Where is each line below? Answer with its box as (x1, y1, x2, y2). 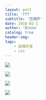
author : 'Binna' (5, 26, 38, 31)
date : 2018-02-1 (5, 21, 38, 26)
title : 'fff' (5, 12, 32, 17)
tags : (5, 39, 16, 44)
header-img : (5, 35, 29, 40)
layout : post (5, 7, 32, 12)
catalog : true (5, 30, 34, 35)
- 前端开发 (14, 44, 33, 49)
